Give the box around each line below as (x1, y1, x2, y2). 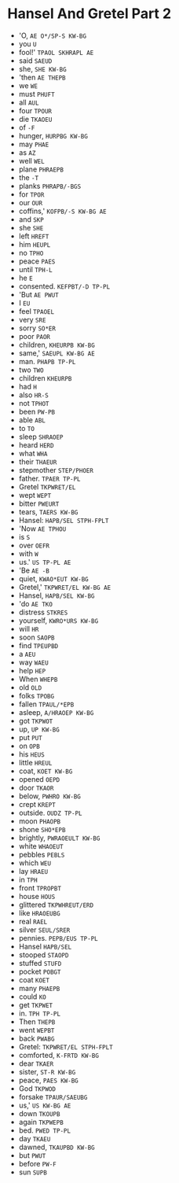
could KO (18, 992, 46, 1001)
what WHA (18, 448, 48, 458)
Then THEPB (18, 1016, 56, 1026)
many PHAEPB (18, 983, 60, 993)
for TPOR (18, 190, 45, 199)
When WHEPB (18, 674, 58, 684)
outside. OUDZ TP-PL (18, 808, 82, 817)
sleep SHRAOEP (18, 432, 64, 441)
